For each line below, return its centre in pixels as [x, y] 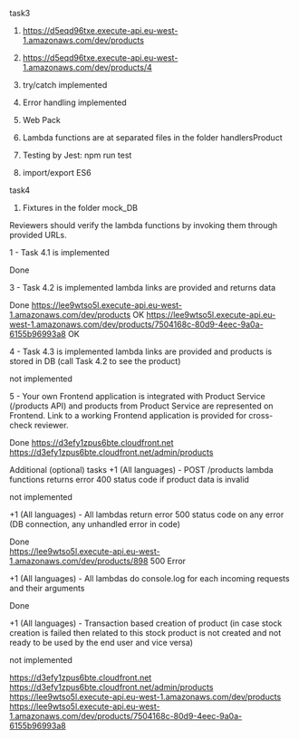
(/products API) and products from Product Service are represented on [141, 406]
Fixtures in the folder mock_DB [80, 208]
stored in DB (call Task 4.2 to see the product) [95, 361]
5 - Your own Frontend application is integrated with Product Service [137, 396]
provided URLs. [39, 235]
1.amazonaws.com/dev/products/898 [79, 561]
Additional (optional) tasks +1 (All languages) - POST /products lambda [141, 470]
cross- [261, 415]
